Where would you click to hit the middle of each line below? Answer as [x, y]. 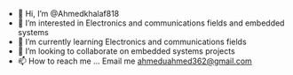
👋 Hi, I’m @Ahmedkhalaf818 [68, 14]
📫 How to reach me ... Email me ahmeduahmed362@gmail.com [135, 61]
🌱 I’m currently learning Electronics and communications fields [132, 41]
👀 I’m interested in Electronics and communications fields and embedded [151, 23]
